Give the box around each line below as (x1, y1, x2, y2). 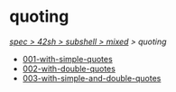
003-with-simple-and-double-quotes (22, 72, 162, 83)
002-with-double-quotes (22, 63, 116, 74)
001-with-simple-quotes (22, 53, 113, 64)
